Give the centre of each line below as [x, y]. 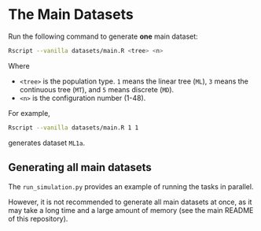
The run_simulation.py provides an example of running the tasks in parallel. [131, 186]
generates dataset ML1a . [46, 143]
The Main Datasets [71, 15]
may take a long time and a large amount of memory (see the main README [131, 210]
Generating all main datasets [80, 168]
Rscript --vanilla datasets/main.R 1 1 [74, 128]
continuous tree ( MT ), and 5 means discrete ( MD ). [97, 89]
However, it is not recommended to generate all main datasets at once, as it [130, 202]
